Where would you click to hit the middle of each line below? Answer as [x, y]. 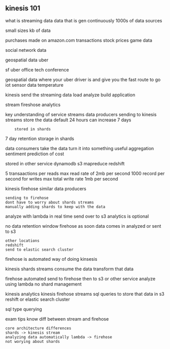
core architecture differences [38, 328]
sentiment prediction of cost [35, 154]
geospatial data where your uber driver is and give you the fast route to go [83, 79]
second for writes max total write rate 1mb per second [62, 179]
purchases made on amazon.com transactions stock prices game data [79, 40]
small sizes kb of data [28, 30]
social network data [26, 50]
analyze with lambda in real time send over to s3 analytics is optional [77, 216]
